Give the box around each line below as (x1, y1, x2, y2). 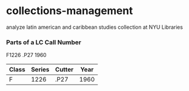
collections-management (6, 4, 133, 18)
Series (31, 66, 50, 74)
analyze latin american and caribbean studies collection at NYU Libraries (6, 23, 183, 31)
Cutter (55, 66, 74, 74)
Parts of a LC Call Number (6, 38, 82, 46)
